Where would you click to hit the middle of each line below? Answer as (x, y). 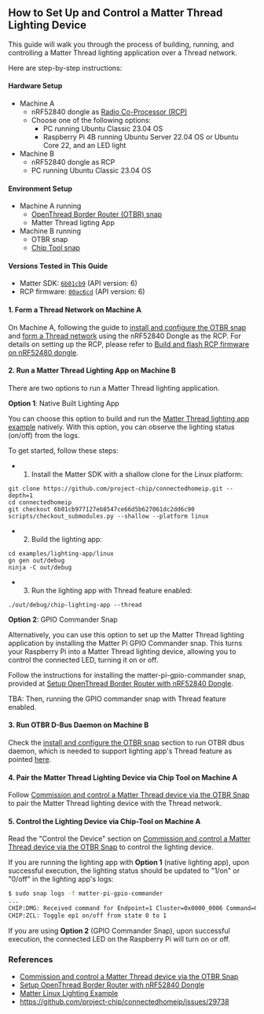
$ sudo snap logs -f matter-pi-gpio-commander (86, 893)
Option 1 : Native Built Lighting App (64, 403)
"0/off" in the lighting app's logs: (61, 879)
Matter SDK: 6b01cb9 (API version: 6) (78, 284)
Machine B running (50, 231)
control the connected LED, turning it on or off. (83, 659)
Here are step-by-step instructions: (65, 68)
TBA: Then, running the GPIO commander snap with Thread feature (117, 698)
